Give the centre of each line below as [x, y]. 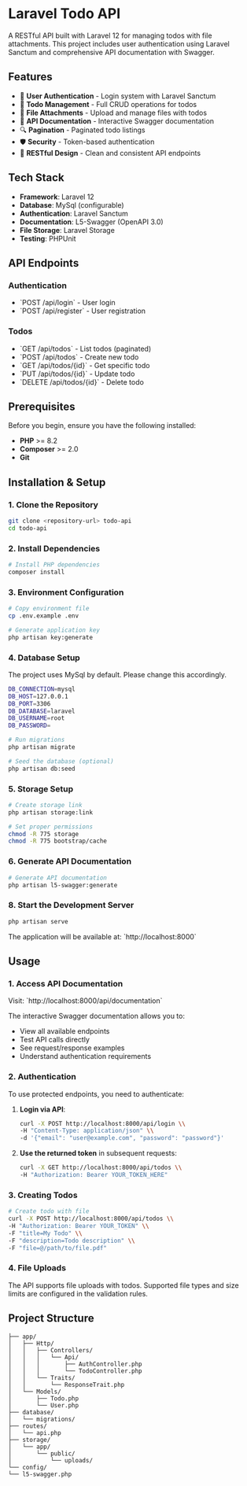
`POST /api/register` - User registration [83, 311]
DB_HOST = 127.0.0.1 [38, 696]
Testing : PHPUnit [48, 238]
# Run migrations [37, 740]
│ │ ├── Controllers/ [50, 1350]
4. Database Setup [44, 658]
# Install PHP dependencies [54, 565]
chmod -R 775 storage [44, 834]
